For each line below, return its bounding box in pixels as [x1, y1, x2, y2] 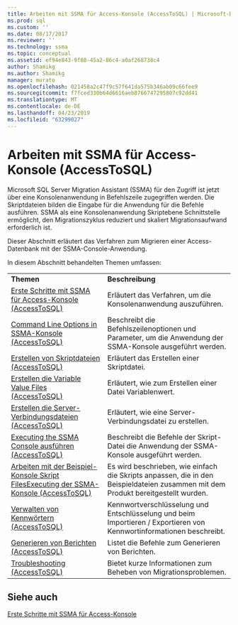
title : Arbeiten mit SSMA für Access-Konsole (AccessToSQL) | [7, 10, 195, 18]
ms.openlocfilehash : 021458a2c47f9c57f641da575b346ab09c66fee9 [7, 83, 198, 90]
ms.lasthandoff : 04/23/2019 [7, 109, 91, 116]
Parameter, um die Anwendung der [107, 332, 224, 342]
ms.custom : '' [7, 23, 50, 31]
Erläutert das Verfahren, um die [107, 290, 211, 300]
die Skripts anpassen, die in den [107, 470, 214, 480]
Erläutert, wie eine [107, 407, 168, 417]
